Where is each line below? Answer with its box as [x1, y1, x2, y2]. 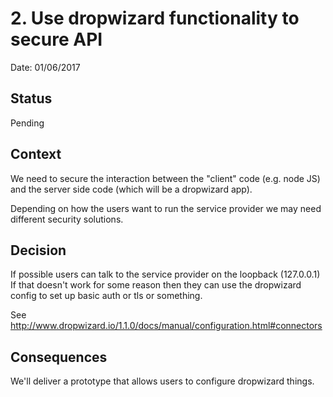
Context [10, 146, 62, 163]
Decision [10, 242, 67, 259]
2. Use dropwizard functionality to [10, 7, 300, 30]
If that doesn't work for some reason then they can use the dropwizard [10, 279, 302, 291]
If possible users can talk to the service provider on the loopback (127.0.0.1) [10, 268, 321, 281]
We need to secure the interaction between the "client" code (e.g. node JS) [10, 172, 321, 184]
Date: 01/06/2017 [10, 61, 81, 73]
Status [10, 90, 53, 107]
